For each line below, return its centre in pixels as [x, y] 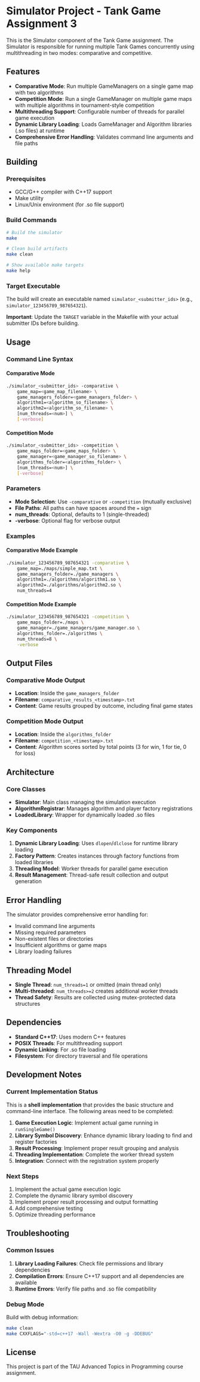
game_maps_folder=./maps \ [50, 622]
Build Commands [32, 220]
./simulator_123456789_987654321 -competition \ [68, 617]
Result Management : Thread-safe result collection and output [92, 875]
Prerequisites [26, 179]
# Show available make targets [45, 265]
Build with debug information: [42, 1317]
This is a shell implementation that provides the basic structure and [90, 1105]
